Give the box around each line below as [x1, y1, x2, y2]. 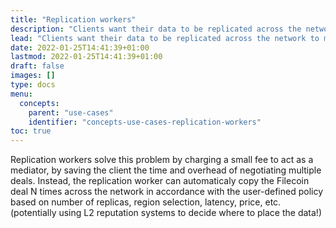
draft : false [10, 61, 65, 71]
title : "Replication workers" [10, 14, 137, 25]
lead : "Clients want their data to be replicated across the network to [10, 33, 320, 43]
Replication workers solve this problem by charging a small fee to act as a [10, 154, 314, 166]
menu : [10, 89, 33, 99]
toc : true [10, 126, 52, 136]
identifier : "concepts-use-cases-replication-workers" [28, 117, 262, 127]
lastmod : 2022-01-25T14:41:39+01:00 [10, 52, 163, 62]
